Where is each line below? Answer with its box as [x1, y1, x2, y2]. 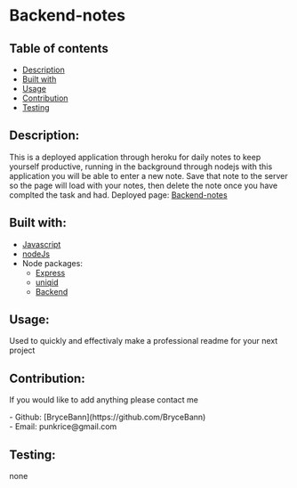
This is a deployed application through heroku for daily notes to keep [9, 151, 261, 162]
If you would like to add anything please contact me [9, 394, 198, 405]
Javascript [21, 239, 61, 249]
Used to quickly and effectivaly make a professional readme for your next [9, 336, 278, 346]
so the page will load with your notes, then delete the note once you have [9, 180, 278, 191]
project [9, 345, 36, 356]
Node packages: [21, 257, 83, 268]
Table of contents [9, 41, 108, 56]
